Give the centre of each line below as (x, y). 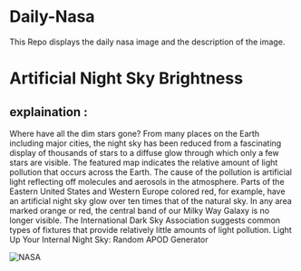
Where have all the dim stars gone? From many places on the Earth (135, 133)
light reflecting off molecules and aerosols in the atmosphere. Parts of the (147, 181)
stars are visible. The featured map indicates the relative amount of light (144, 162)
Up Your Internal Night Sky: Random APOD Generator (109, 239)
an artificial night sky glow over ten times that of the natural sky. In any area (150, 200)
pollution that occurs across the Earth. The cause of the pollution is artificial (151, 172)
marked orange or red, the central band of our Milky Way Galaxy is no (140, 210)
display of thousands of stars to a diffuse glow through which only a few (144, 152)
